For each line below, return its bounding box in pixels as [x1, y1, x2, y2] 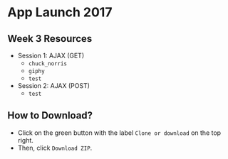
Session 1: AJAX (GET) [17, 51, 85, 60]
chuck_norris [28, 60, 68, 67]
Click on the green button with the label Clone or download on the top [17, 128, 222, 137]
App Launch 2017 [7, 4, 113, 21]
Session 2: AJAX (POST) [17, 82, 90, 89]
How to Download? [7, 109, 93, 121]
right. [17, 136, 34, 144]
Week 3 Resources [7, 33, 93, 45]
